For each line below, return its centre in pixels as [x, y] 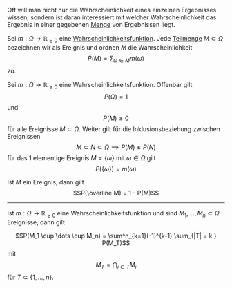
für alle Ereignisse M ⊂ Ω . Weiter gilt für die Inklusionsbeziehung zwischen [114, 129]
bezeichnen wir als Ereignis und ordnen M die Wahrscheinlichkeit [100, 47]
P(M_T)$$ [116, 243]
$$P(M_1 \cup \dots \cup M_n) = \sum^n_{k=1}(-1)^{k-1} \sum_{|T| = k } [116, 236]
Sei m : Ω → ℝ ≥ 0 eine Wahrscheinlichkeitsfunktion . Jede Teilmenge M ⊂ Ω [115, 39]
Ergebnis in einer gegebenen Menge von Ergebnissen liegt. [91, 25]
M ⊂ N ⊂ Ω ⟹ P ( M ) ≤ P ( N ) [116, 147]
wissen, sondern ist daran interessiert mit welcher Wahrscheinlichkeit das [112, 17]
